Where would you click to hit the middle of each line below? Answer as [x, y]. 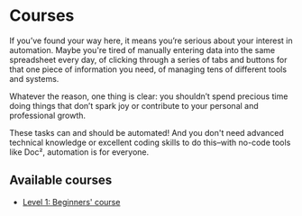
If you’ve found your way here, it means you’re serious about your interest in [151, 40]
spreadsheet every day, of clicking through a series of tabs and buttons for [148, 59]
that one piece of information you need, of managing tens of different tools [148, 69]
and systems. [34, 78]
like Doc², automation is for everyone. [79, 152]
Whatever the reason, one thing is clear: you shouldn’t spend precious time [149, 96]
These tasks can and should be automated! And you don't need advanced [146, 132]
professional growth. [48, 115]
